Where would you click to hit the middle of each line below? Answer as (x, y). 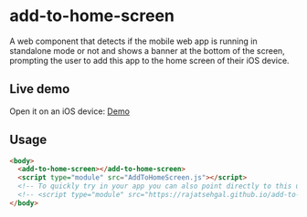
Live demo (40, 89)
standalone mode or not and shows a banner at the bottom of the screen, (147, 50)
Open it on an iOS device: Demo (70, 111)
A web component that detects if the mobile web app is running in (133, 41)
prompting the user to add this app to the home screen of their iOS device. (149, 60)
